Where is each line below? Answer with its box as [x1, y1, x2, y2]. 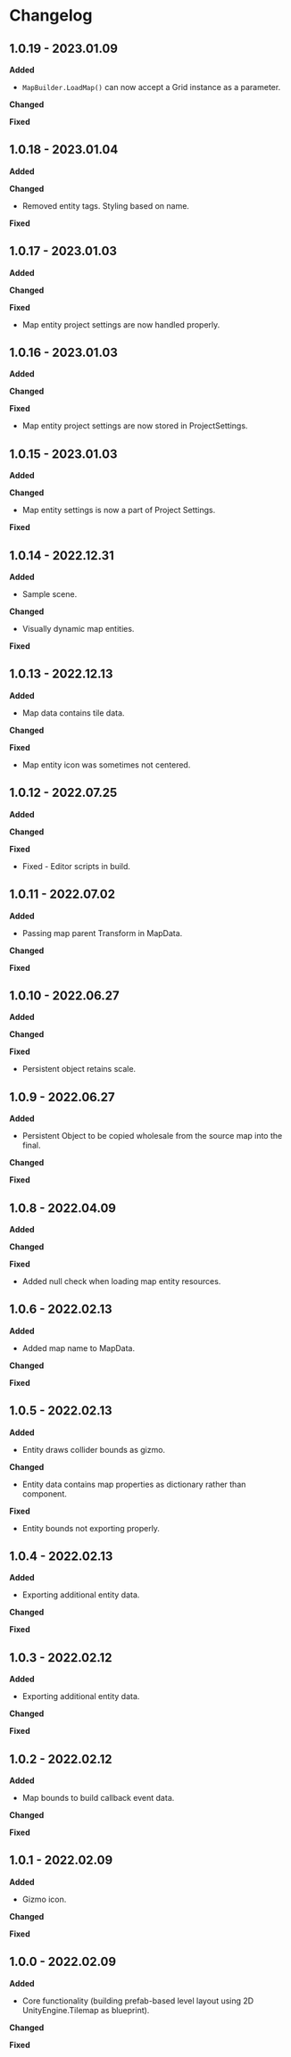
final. [21, 1140, 41, 1151]
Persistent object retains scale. [21, 1064, 137, 1074]
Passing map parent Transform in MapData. [21, 927, 183, 938]
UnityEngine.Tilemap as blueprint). [21, 2004, 150, 2015]
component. [21, 1488, 67, 1499]
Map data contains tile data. [21, 707, 125, 718]
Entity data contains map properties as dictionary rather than [21, 1479, 246, 1489]
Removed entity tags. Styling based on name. [21, 200, 190, 211]
